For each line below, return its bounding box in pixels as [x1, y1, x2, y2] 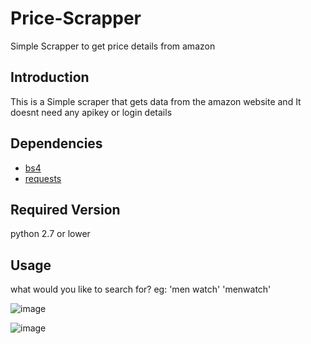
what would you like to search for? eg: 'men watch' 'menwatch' [10, 283, 272, 296]
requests [24, 172, 62, 184]
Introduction [10, 69, 90, 86]
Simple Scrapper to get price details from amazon [10, 40, 216, 52]
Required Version [10, 201, 121, 218]
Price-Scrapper [10, 7, 142, 30]
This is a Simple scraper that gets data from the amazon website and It [10, 95, 302, 107]
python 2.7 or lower [10, 228, 91, 240]
